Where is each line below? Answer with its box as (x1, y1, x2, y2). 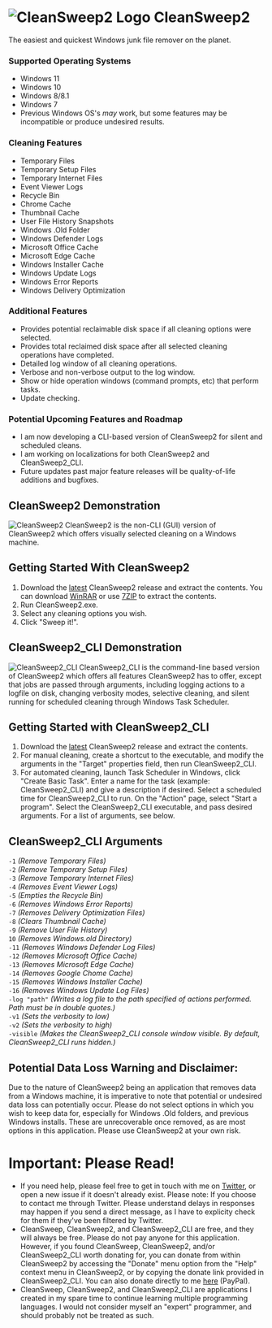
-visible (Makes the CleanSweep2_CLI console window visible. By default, (8, 1029, 261, 1039)
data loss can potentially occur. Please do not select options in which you (8, 1100, 254, 1109)
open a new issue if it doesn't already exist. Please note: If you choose (19, 1189, 257, 1199)
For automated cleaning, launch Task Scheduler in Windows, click (19, 768, 241, 778)
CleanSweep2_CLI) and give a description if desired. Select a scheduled (19, 785, 262, 795)
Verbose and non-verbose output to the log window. (19, 367, 196, 377)
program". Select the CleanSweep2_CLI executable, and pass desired (19, 802, 253, 812)
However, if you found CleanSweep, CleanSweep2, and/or (19, 1241, 215, 1251)
